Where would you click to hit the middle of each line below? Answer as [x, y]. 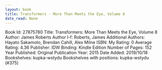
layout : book [18, 9]
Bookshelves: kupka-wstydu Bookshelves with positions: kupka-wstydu [77, 58]
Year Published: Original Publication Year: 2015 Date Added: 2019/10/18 [76, 53]
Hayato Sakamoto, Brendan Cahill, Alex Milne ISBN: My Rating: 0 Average [79, 42]
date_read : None [21, 18]
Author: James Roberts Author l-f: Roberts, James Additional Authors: [75, 37]
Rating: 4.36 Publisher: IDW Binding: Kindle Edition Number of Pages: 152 [79, 48]
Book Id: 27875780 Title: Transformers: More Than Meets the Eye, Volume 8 [81, 32]
